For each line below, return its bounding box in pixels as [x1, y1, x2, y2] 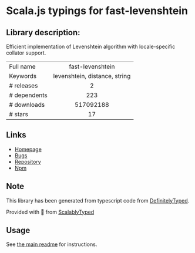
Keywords [9, 72, 37, 80]
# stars [9, 110, 28, 118]
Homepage [14, 146, 42, 153]
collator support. [6, 49, 46, 56]
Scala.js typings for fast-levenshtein [6, 4, 188, 18]
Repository [14, 158, 41, 165]
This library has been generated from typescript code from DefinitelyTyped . [6, 197, 190, 204]
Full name [9, 63, 36, 70]
